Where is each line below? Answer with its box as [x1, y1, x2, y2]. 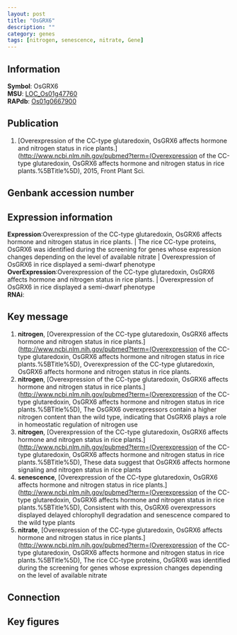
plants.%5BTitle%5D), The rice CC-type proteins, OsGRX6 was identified [17, 556, 231, 564]
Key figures [7, 615, 59, 628]
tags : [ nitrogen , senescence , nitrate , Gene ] [7, 37, 144, 44]
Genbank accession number [7, 187, 134, 199]
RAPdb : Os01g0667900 [7, 96, 76, 105]
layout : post [7, 10, 46, 18]
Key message [7, 311, 69, 323]
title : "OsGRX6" [7, 17, 55, 24]
